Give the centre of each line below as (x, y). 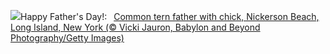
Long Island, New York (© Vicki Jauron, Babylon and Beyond (135, 27)
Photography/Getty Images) (67, 38)
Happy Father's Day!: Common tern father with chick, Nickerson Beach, (170, 16)
